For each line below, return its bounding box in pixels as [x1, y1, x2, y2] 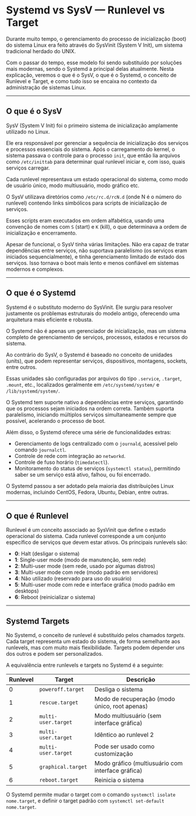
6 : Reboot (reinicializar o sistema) [14, 594, 96, 601]
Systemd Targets [6, 616, 70, 626]
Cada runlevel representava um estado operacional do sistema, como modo [6, 175, 188, 183]
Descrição [126, 676, 156, 684]
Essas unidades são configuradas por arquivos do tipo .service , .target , [6, 375, 182, 382]
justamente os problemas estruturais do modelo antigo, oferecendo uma [6, 309, 180, 316]
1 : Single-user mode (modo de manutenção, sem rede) [14, 556, 146, 563]
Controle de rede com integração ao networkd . [14, 452, 126, 459]
